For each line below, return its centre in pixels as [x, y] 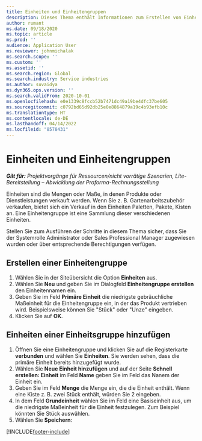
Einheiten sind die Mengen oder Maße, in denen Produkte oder [84, 194]
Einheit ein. [29, 381]
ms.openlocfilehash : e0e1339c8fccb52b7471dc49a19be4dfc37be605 [87, 101]
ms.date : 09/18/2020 [32, 29]
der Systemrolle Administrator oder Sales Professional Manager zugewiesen [101, 237]
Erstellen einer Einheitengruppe [67, 263]
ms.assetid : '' [25, 68]
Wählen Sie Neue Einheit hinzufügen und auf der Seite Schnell [93, 369]
